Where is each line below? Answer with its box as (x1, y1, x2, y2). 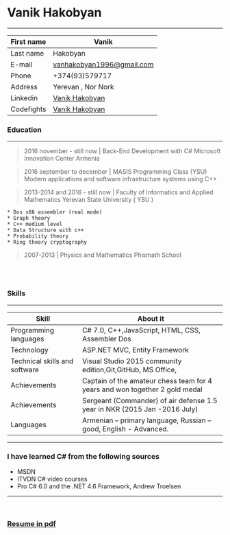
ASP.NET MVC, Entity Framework (81, 345, 190, 354)
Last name (10, 48, 44, 58)
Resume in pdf (7, 519, 56, 528)
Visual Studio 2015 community (81, 356, 182, 365)
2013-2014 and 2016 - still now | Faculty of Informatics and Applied (23, 188, 214, 196)
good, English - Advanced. (81, 424, 169, 433)
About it (137, 314, 164, 323)
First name (10, 36, 47, 46)
